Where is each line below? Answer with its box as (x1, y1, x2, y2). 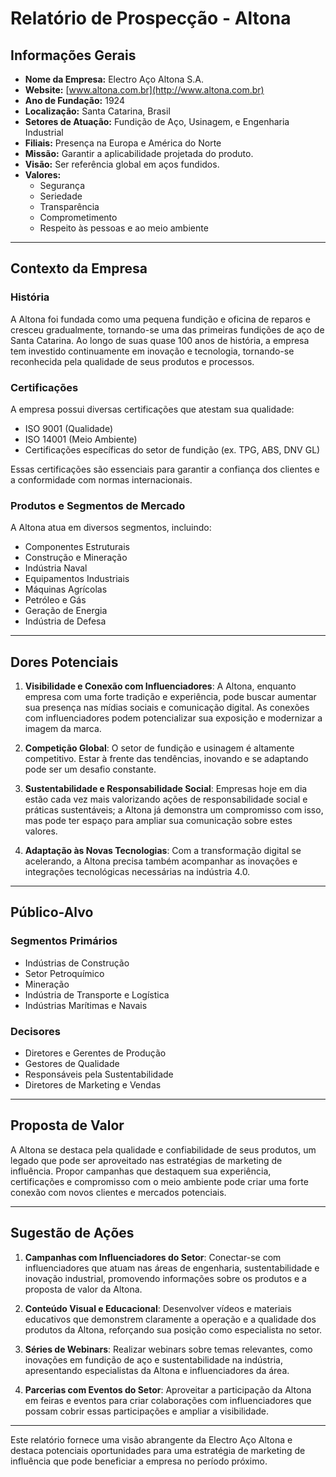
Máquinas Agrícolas (24, 583, 108, 596)
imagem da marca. (24, 723, 102, 735)
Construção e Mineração (24, 552, 128, 564)
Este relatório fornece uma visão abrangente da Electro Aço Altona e (10, 1433, 293, 1446)
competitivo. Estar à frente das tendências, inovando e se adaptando (24, 753, 309, 765)
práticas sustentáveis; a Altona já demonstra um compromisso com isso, (24, 804, 324, 816)
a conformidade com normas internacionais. (10, 473, 193, 486)
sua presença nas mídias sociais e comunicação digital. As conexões (24, 702, 310, 714)
